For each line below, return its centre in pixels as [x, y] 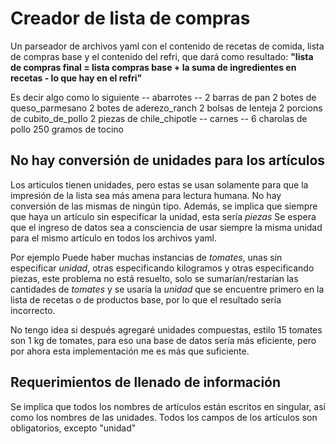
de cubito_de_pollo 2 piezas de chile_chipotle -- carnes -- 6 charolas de [159, 118]
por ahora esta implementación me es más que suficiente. [130, 351]
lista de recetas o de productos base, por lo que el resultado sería [146, 299]
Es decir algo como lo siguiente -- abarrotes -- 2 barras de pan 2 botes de [163, 97]
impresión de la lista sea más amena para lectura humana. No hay [146, 195]
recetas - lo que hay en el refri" [76, 78]
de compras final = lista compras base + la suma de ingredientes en [153, 67]
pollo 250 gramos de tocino [67, 129]
